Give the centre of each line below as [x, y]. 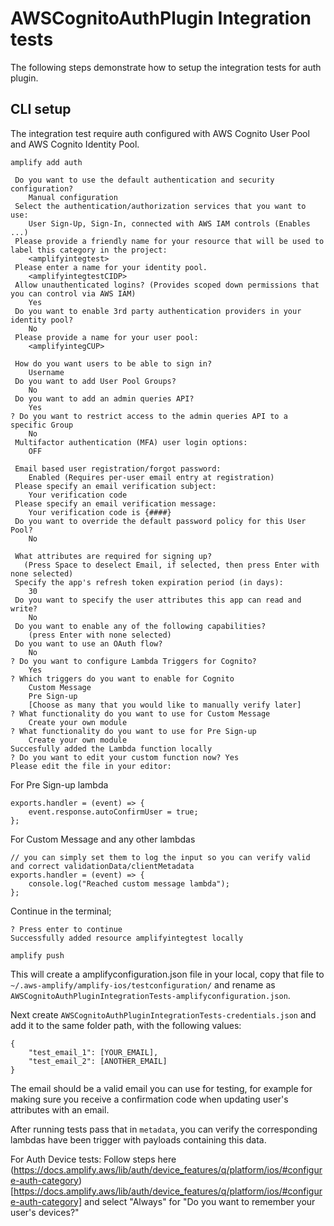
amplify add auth [46, 162]
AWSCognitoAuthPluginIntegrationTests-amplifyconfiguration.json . [150, 995]
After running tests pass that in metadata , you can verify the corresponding [164, 1129]
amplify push [37, 955]
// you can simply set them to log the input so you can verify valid [160, 857]
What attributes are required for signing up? [113, 556]
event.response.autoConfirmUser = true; [113, 812]
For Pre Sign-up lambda [59, 784]
